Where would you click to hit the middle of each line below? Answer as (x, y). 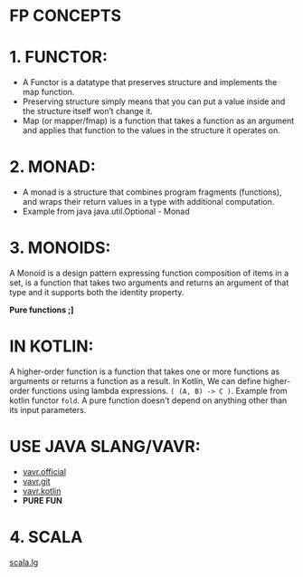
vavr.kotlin (42, 491)
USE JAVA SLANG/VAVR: (105, 447)
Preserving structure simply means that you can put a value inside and (154, 101)
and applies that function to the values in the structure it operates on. (151, 130)
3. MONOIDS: (60, 248)
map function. (48, 92)
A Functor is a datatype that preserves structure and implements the (150, 82)
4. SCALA (46, 538)
